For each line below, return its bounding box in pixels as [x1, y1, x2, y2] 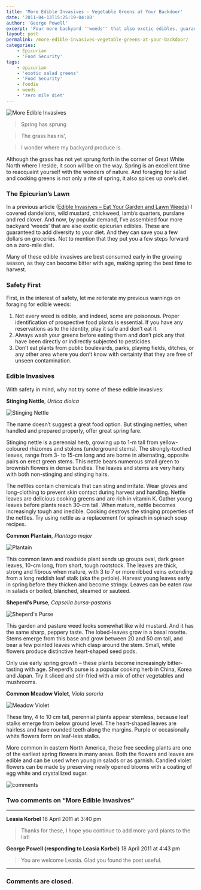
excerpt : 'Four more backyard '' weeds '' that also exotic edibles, [6, 25, 178, 32]
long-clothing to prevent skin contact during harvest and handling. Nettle [6, 489, 186, 496]
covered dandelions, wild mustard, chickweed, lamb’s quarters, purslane [6, 209, 185, 217]
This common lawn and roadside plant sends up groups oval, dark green [6, 555, 185, 562]
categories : [6, 43, 36, 49]
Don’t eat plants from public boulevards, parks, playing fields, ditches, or [14, 344, 194, 352]
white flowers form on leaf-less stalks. [6, 732, 100, 739]
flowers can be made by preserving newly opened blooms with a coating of [6, 763, 193, 770]
